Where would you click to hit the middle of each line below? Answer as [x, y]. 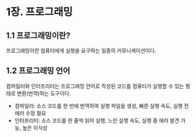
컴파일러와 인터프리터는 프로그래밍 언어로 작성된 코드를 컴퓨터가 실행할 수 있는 [95, 86]
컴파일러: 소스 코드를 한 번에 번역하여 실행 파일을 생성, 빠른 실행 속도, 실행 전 [102, 105]
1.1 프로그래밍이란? [38, 35]
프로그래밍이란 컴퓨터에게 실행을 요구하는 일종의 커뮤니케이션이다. [81, 51]
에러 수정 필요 [30, 113]
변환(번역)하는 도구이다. [44, 93]
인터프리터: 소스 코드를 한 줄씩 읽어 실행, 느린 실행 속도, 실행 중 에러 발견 [97, 120]
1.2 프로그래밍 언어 [38, 71]
